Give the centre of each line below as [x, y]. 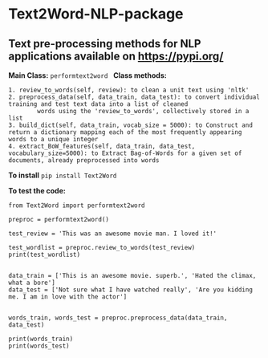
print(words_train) [41, 339]
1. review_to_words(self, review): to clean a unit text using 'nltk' [129, 90]
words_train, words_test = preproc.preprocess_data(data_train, [118, 318]
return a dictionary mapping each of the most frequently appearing [125, 132]
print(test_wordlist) [45, 254]
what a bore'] [32, 283]
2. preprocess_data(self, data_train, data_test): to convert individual [134, 97]
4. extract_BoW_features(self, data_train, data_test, [102, 146]
